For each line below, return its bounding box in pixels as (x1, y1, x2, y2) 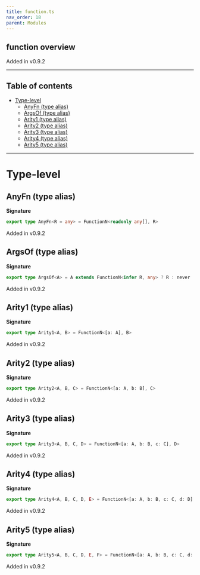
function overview (6, 42, 76, 52)
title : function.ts (6, 8, 55, 15)
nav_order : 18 (6, 14, 42, 20)
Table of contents (6, 81, 73, 91)
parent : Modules (6, 20, 46, 26)
